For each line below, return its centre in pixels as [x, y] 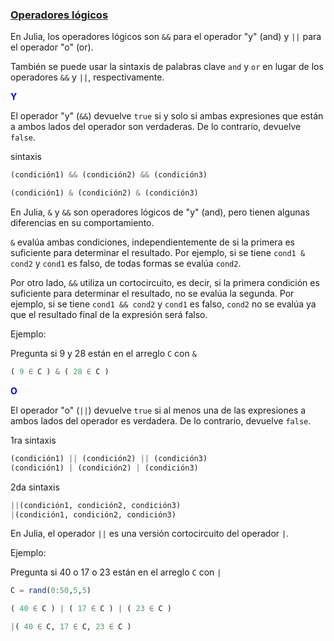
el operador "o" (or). [52, 47]
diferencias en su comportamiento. [82, 223]
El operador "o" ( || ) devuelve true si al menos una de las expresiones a [158, 410]
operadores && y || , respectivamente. [87, 77]
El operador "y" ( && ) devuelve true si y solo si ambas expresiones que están [167, 116]
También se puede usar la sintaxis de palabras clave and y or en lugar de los [167, 67]
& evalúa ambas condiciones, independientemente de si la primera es [152, 242]
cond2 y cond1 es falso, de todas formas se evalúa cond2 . [126, 264]
